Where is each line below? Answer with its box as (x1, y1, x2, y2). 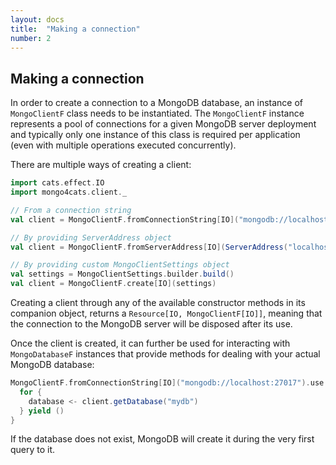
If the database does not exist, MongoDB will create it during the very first (10, 433, 315, 445)
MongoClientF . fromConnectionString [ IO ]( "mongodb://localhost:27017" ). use (10, 378, 325, 388)
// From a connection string (10, 205, 132, 215)
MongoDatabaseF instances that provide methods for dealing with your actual (10, 348, 321, 360)
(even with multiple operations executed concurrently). (10, 139, 237, 151)
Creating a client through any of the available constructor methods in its (10, 297, 306, 309)
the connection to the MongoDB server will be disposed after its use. (10, 318, 293, 330)
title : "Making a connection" (10, 24, 141, 34)
